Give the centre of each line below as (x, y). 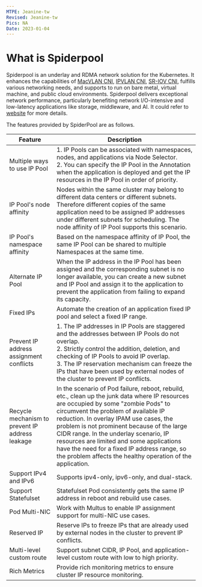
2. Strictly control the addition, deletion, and (118, 349)
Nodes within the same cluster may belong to (120, 190)
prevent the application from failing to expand (121, 292)
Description (125, 140)
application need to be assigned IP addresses (121, 212)
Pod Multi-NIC (30, 512)
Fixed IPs (22, 313)
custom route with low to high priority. (125, 558)
